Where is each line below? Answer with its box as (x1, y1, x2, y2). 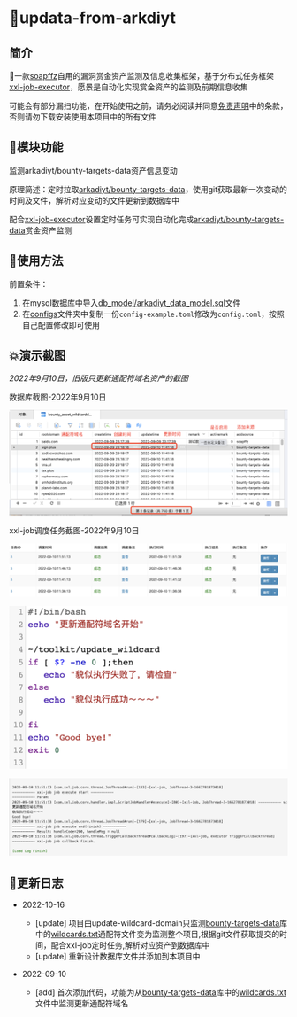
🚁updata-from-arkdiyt (9, 8, 177, 28)
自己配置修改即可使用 (21, 319, 100, 330)
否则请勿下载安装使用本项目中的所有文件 (9, 112, 156, 122)
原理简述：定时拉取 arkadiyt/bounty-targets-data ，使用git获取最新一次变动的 (9, 183, 287, 194)
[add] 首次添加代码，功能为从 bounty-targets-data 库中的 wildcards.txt (34, 987, 287, 998)
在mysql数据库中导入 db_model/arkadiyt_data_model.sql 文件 (21, 297, 241, 308)
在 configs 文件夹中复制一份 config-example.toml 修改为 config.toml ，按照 (21, 308, 285, 319)
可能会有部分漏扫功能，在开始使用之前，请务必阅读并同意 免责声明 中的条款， (9, 101, 288, 111)
